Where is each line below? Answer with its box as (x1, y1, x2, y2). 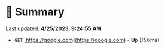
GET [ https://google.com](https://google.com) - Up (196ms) (14, 36, 160, 43)
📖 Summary (5, 5, 65, 19)
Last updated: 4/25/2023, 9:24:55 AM (5, 25, 102, 32)
